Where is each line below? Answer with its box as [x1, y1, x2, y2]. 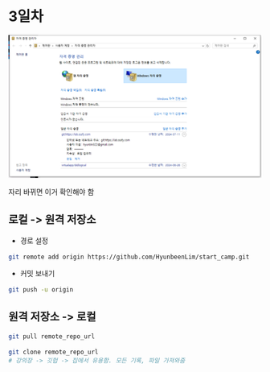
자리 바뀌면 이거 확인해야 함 [8, 187, 95, 196]
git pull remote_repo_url [8, 333, 95, 341]
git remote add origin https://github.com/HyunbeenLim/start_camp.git [8, 253, 250, 261]
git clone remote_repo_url [8, 348, 99, 357]
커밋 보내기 [19, 268, 55, 278]
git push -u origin [8, 285, 74, 294]
